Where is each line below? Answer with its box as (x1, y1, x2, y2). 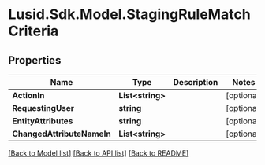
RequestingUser (12, 103, 75, 113)
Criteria (8, 22, 59, 40)
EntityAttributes (12, 115, 73, 126)
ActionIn (12, 90, 45, 101)
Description (173, 77, 218, 87)
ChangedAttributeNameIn (12, 128, 112, 139)
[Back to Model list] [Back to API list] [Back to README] (8, 148, 189, 158)
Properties (8, 53, 62, 67)
